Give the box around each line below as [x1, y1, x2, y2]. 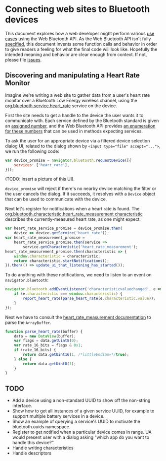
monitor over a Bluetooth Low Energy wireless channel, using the [5, 97, 137, 103]
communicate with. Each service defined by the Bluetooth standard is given [5, 118, 159, 124]
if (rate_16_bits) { [14, 347, 56, 353]
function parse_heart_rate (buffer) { [5, 329, 83, 334]
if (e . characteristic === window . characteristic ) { [14, 291, 123, 296]
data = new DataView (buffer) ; [14, 333, 77, 338]
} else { [14, 356, 32, 362]
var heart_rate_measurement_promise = [5, 235, 85, 240]
